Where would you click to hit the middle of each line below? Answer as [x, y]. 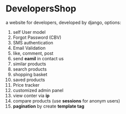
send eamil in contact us [38, 58]
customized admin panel [38, 90]
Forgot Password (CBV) [37, 37]
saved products [29, 80]
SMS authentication [33, 42]
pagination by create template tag [49, 106]
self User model [29, 32]
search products [30, 69]
